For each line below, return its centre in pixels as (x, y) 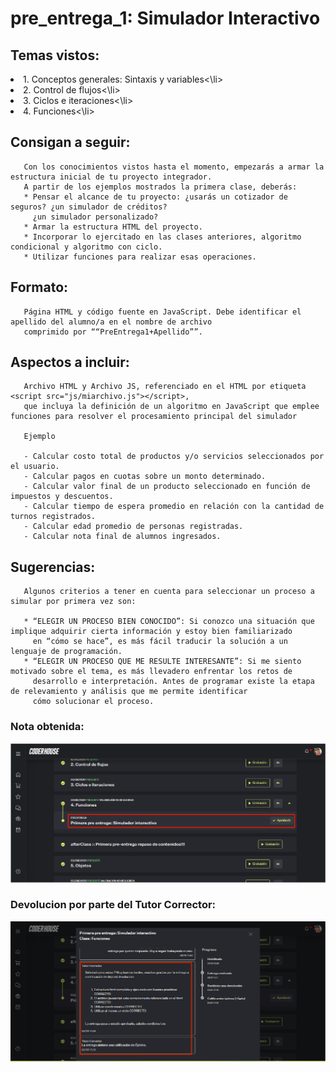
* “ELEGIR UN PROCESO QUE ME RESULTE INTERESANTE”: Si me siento (162, 662)
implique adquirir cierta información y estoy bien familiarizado (151, 632)
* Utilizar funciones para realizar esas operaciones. (140, 257)
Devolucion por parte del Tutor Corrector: (113, 905)
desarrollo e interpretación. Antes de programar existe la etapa (173, 682)
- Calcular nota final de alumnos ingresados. (122, 537)
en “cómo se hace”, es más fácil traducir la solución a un (160, 642)
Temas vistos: (55, 55)
